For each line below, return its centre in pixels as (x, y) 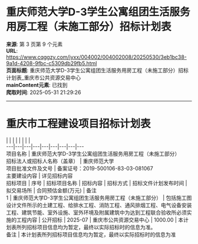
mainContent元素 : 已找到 (37, 85)
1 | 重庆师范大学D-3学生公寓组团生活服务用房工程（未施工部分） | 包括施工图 (99, 198)
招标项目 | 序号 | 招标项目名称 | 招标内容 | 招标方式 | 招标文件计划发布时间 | (97, 183)
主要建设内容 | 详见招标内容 (39, 176)
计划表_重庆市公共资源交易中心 (44, 78)
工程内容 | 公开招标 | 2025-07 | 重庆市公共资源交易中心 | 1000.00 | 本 (100, 220)
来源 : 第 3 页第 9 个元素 (34, 44)
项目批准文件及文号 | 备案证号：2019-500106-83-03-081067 (80, 168)
